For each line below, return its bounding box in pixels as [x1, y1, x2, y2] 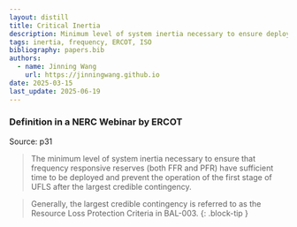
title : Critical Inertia [9, 21, 101, 30]
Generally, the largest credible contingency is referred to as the [30, 198, 262, 208]
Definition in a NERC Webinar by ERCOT [9, 116, 183, 128]
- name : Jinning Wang [17, 63, 97, 72]
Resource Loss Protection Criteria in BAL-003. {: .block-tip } [30, 208, 249, 218]
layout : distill [9, 12, 69, 22]
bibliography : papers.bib [9, 46, 104, 55]
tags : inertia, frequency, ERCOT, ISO [9, 37, 152, 47]
